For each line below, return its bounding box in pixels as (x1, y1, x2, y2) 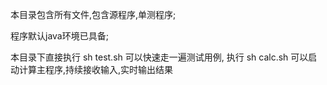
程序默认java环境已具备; (10, 30, 109, 42)
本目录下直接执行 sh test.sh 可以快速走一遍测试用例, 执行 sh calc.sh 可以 (10, 51, 309, 63)
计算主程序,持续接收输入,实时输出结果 (18, 64, 174, 75)
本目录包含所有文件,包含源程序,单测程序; (10, 9, 177, 20)
